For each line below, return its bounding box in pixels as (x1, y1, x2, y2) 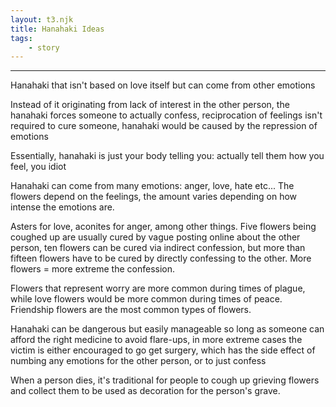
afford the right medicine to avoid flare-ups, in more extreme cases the (10, 334, 303, 346)
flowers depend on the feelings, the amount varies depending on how (10, 191, 298, 203)
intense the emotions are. (10, 201, 115, 213)
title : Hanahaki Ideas (10, 24, 105, 34)
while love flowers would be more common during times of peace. (10, 293, 283, 305)
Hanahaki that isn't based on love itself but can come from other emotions (10, 79, 316, 91)
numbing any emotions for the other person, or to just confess (10, 355, 267, 367)
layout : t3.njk (10, 14, 74, 25)
